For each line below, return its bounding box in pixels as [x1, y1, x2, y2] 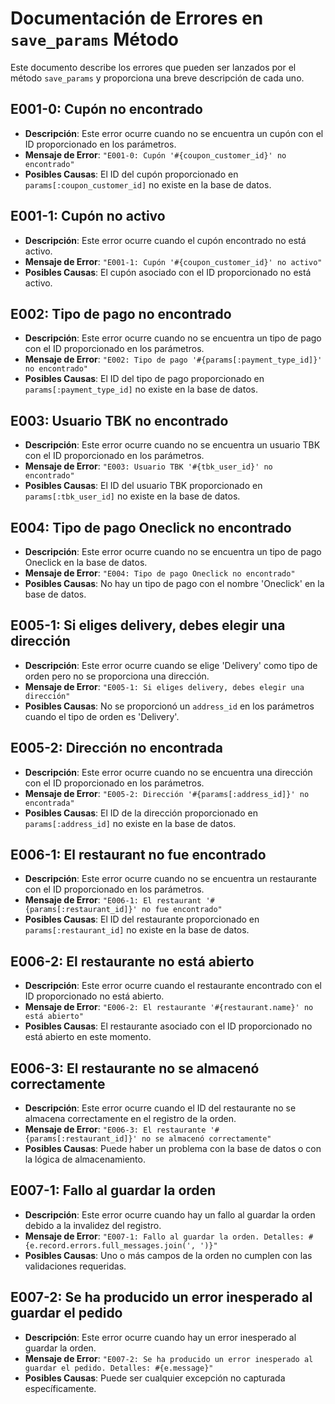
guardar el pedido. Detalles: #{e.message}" [24, 1363, 214, 1373]
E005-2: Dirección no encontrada [10, 740, 223, 757]
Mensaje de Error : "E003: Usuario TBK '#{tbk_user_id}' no [24, 460, 273, 472]
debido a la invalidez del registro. [24, 1219, 162, 1231]
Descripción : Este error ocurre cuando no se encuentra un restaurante [24, 873, 318, 885]
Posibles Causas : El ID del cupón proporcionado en [24, 168, 239, 180]
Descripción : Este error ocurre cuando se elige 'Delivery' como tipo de [24, 659, 318, 671]
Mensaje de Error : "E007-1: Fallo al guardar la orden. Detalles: [24, 1230, 305, 1242]
